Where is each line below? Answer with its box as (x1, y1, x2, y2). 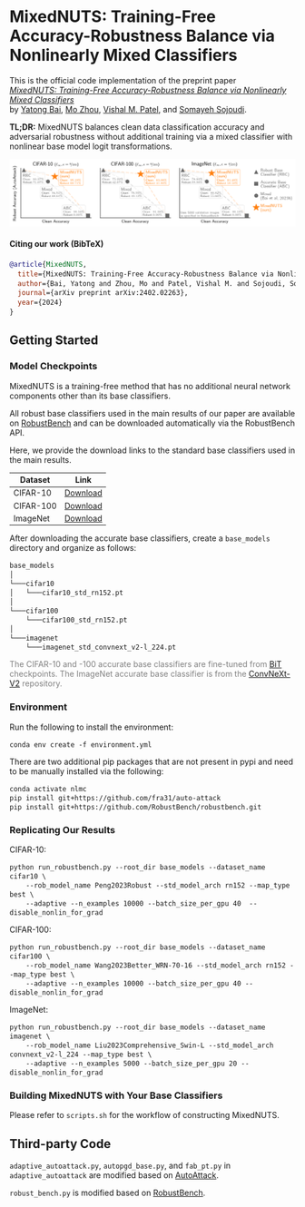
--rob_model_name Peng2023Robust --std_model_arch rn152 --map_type (25, 881, 290, 890)
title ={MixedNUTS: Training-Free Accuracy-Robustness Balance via (17, 270, 274, 279)
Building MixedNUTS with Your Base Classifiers (9, 1089, 223, 1102)
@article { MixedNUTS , (9, 260, 88, 269)
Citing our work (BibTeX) (9, 239, 104, 250)
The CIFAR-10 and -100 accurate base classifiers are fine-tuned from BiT (9, 659, 282, 670)
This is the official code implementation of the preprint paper (9, 74, 237, 85)
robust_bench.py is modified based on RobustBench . (9, 1187, 206, 1199)
